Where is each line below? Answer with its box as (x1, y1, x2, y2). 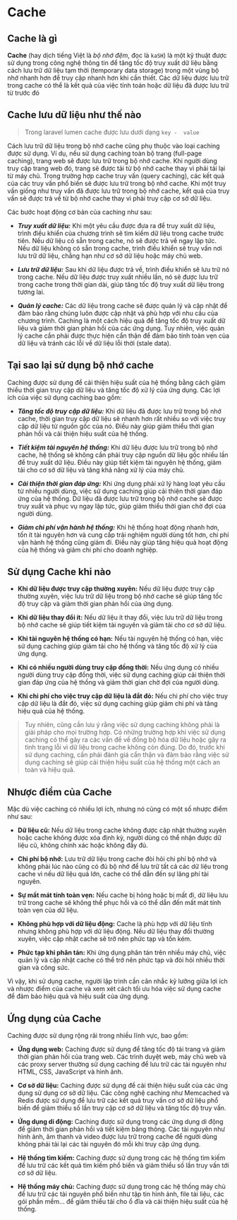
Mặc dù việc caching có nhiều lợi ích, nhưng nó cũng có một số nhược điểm (7, 805, 228, 813)
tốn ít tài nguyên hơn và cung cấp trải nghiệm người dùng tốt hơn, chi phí (17, 531, 229, 539)
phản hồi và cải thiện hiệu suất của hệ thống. (17, 429, 148, 438)
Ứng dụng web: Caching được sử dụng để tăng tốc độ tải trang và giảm (17, 1045, 226, 1053)
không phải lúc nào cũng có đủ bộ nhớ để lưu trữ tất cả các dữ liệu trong (17, 863, 229, 871)
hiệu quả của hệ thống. (17, 707, 85, 716)
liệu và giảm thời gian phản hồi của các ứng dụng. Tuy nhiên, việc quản (17, 324, 225, 332)
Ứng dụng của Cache (7, 1012, 102, 1024)
